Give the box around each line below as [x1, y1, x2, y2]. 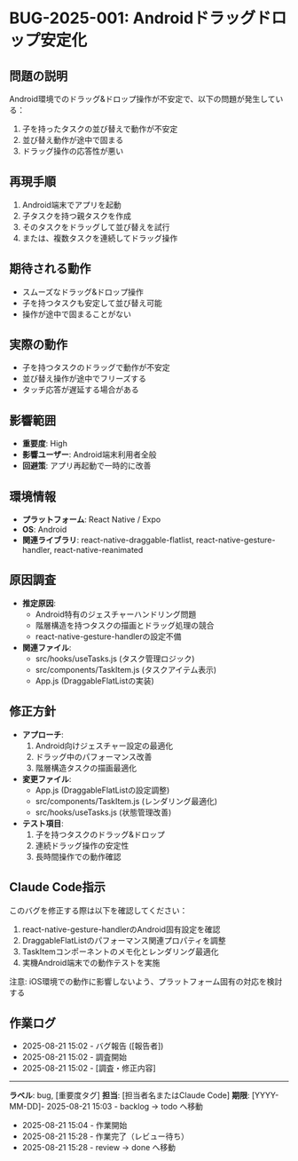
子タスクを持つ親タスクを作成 [21, 210, 131, 221]
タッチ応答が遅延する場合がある [21, 384, 139, 395]
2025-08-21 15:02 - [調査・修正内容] [21, 1062, 157, 1074]
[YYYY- [251, 1090, 279, 1101]
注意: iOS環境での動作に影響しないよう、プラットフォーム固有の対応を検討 [9, 975, 283, 986]
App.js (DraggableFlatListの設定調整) [35, 785, 170, 795]
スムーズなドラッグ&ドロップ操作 [21, 286, 145, 297]
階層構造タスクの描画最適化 [35, 762, 137, 773]
